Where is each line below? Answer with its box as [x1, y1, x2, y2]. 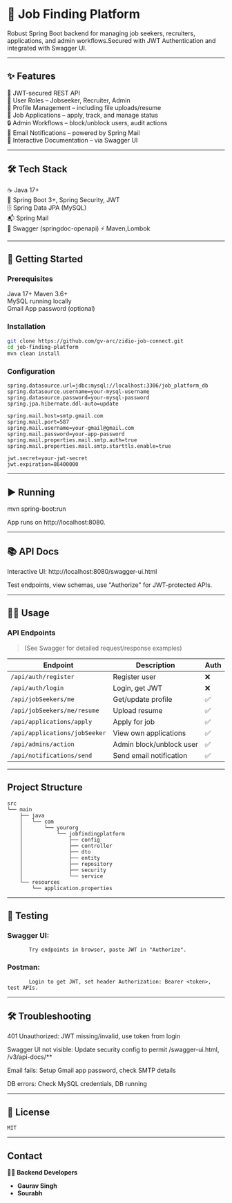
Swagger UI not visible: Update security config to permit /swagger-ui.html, [7, 1045, 220, 1054]
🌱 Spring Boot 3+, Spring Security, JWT [7, 195, 120, 203]
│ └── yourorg [19, 824, 79, 831]
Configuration [7, 367, 55, 377]
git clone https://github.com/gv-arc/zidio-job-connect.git [7, 337, 184, 345]
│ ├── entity [19, 854, 100, 861]
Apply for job [113, 716, 155, 726]
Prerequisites [7, 273, 53, 283]
